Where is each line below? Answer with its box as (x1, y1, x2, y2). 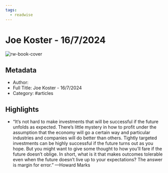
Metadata (5, 66, 37, 75)
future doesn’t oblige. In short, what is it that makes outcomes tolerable (12, 151, 163, 157)
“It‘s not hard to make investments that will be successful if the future (12, 118, 159, 125)
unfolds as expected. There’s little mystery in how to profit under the (12, 124, 157, 130)
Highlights (5, 105, 39, 114)
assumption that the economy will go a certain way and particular (12, 130, 151, 136)
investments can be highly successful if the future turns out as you (12, 140, 154, 146)
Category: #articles (12, 90, 54, 96)
